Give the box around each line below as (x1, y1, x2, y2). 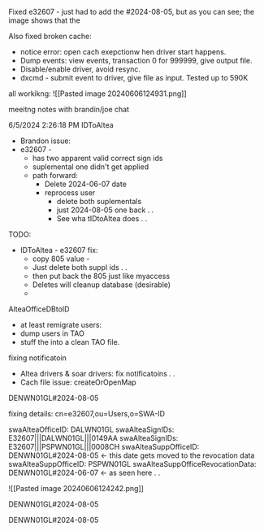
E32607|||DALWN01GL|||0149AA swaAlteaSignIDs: (8, 433, 179, 442)
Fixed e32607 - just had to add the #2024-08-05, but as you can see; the (8, 7, 254, 16)
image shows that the (8, 15, 81, 25)
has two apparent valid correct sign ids (32, 154, 163, 163)
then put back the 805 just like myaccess (32, 272, 171, 281)
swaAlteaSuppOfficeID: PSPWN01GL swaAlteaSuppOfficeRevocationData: (8, 459, 257, 468)
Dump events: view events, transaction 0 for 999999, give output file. (19, 56, 253, 65)
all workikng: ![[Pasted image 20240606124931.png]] (8, 89, 187, 98)
